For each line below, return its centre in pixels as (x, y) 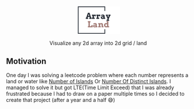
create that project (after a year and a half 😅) (61, 100)
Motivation (26, 61)
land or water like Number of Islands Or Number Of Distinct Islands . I (89, 82)
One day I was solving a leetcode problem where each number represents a (97, 75)
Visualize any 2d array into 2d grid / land (98, 43)
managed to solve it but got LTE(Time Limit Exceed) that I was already (90, 87)
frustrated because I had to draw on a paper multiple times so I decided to (96, 94)
